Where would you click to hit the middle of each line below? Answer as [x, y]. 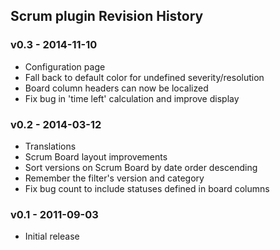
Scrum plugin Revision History [107, 16]
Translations [50, 146]
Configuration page [65, 66]
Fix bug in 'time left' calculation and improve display [132, 98]
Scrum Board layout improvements [96, 156]
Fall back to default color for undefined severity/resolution [144, 77]
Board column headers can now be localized [116, 88]
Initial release [52, 236]
